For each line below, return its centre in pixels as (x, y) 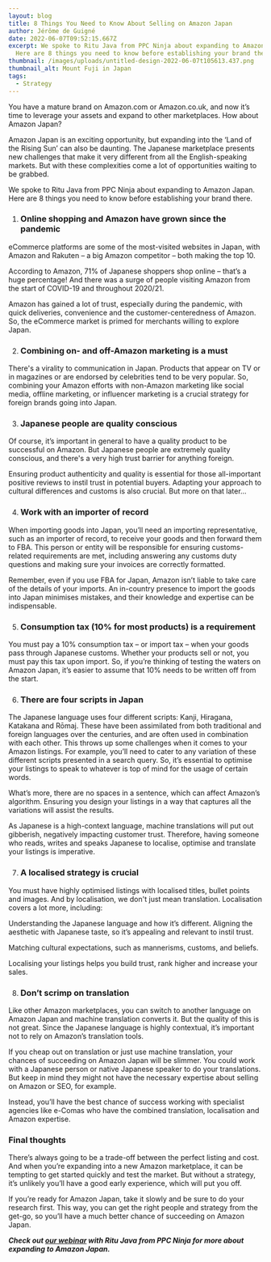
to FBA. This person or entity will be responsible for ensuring (109, 547)
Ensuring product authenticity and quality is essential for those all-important (135, 474)
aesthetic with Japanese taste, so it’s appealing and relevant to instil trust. (131, 932)
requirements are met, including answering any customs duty (135, 556)
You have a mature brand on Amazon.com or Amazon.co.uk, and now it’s (129, 107)
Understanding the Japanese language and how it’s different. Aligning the (131, 923)
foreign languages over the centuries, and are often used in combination (128, 735)
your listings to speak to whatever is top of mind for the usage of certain (128, 769)
